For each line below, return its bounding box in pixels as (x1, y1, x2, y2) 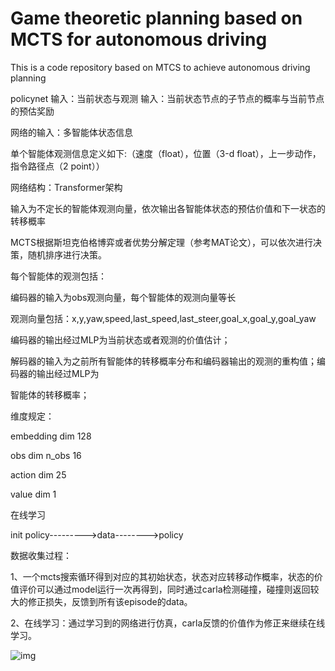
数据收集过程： (10, 549, 72, 561)
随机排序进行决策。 (27, 248, 107, 261)
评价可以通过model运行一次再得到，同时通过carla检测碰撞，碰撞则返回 (18, 583, 311, 595)
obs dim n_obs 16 (10, 449, 82, 461)
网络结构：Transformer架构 (10, 181, 123, 193)
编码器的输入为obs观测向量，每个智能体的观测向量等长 (10, 291, 237, 303)
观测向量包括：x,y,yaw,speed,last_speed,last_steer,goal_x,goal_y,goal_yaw (10, 312, 317, 324)
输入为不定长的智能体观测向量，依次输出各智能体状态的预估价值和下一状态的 (10, 202, 326, 214)
